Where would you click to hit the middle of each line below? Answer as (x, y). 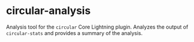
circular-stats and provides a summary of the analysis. (74, 33)
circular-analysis (48, 11)
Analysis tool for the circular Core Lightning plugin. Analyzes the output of (97, 27)
